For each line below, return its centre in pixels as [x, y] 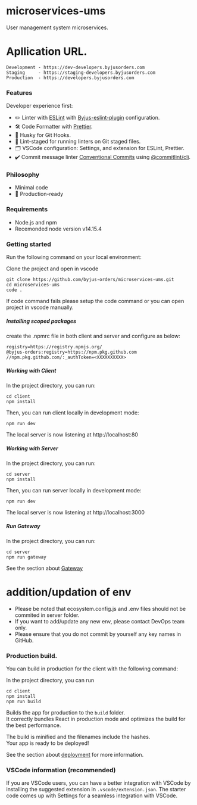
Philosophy [23, 175]
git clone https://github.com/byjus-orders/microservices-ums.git [90, 280]
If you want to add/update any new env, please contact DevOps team [100, 621]
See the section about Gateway [45, 568]
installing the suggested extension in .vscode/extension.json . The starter [96, 790]
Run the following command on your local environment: [74, 257]
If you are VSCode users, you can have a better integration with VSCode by [98, 783]
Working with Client [31, 370]
